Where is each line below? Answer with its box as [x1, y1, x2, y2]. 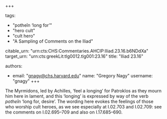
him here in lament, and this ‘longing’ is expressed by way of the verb [5, 93, 149, 99]
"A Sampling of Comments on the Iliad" [12, 38, 93, 44]
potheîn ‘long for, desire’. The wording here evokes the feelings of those [5, 98, 154, 104]
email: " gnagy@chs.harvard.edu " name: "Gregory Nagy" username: [12, 73, 153, 78]
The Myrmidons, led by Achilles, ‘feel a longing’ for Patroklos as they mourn [5, 88, 162, 93]
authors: [5, 63, 23, 69]
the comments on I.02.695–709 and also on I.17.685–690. [5, 109, 123, 115]
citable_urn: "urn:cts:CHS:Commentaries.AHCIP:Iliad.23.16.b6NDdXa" [5, 48, 149, 54]
